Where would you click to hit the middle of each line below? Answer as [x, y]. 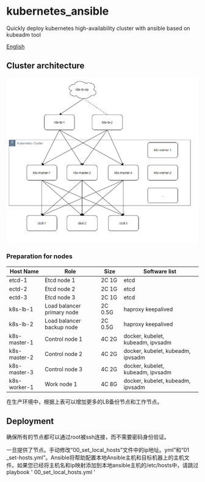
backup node [61, 327]
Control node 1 [64, 339]
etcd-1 [18, 280]
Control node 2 [64, 354]
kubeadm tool [24, 34]
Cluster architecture [45, 66]
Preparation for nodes [40, 256]
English [16, 46]
